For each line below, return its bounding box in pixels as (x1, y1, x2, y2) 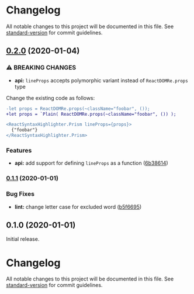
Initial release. (6, 236, 40, 243)
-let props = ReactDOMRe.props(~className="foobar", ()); (6, 106, 150, 112)
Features (6, 146, 32, 154)
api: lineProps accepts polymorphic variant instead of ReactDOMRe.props (14, 77, 188, 84)
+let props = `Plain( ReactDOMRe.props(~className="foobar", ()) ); (6, 111, 176, 117)
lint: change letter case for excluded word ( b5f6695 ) (14, 203, 142, 210)
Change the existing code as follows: (6, 94, 95, 101)
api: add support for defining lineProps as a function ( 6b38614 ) (14, 160, 168, 167)
